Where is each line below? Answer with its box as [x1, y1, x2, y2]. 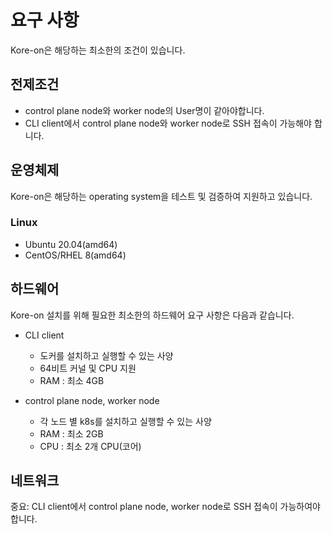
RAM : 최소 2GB [39, 427, 104, 440]
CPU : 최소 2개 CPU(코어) [39, 440, 142, 452]
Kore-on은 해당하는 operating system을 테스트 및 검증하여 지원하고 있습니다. [10, 190, 313, 202]
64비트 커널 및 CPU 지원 [39, 362, 137, 374]
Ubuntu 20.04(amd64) [24, 238, 118, 250]
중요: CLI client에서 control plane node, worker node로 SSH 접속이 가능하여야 [10, 501, 321, 513]
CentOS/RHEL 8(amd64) [24, 249, 127, 261]
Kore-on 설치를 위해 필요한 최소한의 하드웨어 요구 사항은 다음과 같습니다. [10, 309, 295, 321]
